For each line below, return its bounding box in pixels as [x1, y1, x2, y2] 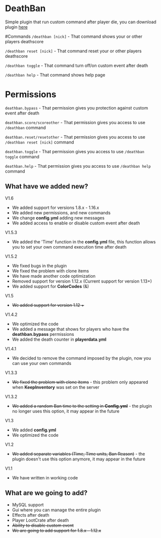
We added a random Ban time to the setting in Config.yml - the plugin [12, 403, 152, 409]
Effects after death [12, 512, 49, 518]
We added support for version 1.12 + [12, 302, 84, 308]
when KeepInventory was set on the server [12, 384, 99, 390]
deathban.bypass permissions [12, 331, 74, 337]
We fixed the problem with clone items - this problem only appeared [12, 379, 148, 385]
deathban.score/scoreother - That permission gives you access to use [5, 119, 145, 125]
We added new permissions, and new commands [12, 209, 111, 216]
